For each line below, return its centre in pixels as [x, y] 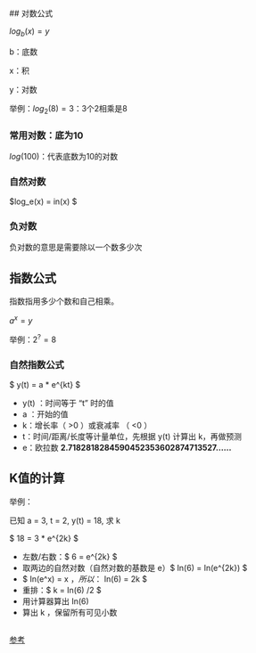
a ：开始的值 [45, 414]
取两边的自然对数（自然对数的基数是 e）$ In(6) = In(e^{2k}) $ [135, 567]
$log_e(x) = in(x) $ [43, 201]
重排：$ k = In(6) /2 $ [62, 590]
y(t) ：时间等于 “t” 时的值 [68, 403]
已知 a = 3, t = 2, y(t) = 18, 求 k [65, 520]
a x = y [21, 320]
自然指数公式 [37, 364]
